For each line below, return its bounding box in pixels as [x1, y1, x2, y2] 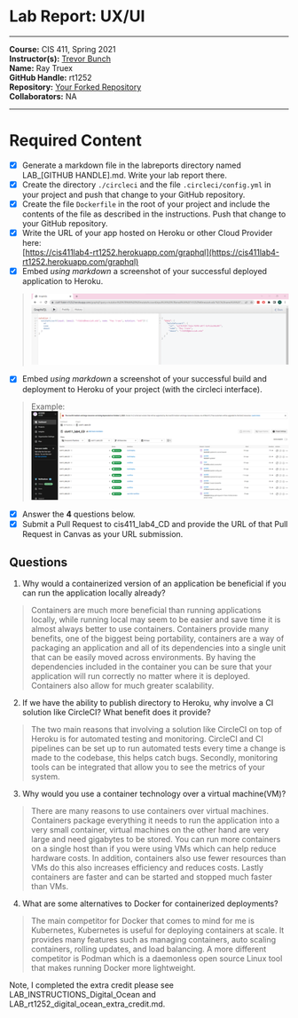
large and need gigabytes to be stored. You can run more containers [30, 833, 281, 844]
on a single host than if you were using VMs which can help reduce [30, 843, 277, 854]
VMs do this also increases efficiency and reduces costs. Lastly [30, 862, 264, 872]
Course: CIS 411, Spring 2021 [9, 43, 116, 54]
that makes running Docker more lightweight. [30, 962, 196, 973]
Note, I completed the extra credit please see [9, 979, 175, 990]
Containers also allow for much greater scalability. [30, 680, 215, 691]
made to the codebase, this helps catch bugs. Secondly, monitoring [30, 752, 278, 762]
